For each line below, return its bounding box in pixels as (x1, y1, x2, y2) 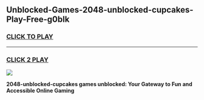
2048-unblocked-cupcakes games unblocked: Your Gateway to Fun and (6, 80, 192, 87)
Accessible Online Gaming (6, 87, 75, 94)
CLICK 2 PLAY (6, 55, 49, 64)
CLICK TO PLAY (6, 33, 53, 41)
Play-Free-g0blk (6, 15, 70, 25)
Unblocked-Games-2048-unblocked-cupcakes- (6, 5, 194, 15)
